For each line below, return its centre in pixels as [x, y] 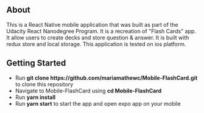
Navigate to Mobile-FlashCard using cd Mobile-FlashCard [88, 91]
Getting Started [36, 63]
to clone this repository [44, 84]
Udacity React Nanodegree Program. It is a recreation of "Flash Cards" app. [101, 31]
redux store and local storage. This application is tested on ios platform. [96, 44]
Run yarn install [35, 97]
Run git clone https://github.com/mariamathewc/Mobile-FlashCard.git [106, 78]
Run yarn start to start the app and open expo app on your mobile [98, 103]
